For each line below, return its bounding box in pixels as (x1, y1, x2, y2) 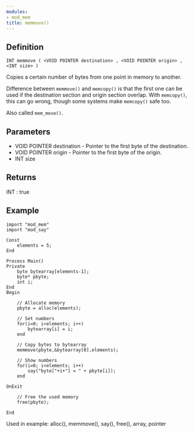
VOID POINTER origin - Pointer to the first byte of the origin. (14, 149, 162, 156)
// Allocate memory (17, 300, 66, 306)
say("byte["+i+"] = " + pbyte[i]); (27, 368, 116, 374)
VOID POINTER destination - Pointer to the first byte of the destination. (14, 143, 189, 149)
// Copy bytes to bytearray (17, 342, 87, 348)
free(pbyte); (17, 399, 50, 405)
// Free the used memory (17, 394, 79, 400)
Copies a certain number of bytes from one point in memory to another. (6, 73, 182, 81)
